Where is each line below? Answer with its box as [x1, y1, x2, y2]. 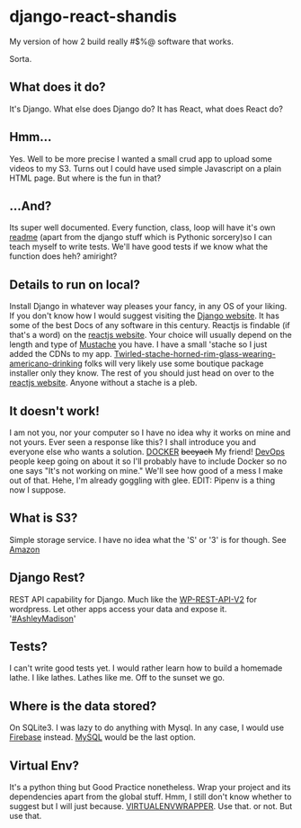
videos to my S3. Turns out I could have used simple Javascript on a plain [9, 163, 282, 174]
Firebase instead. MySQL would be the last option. [9, 732, 196, 743]
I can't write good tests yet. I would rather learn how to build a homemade [9, 663, 283, 673]
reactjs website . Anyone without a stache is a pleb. [9, 378, 198, 388]
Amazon [9, 544, 40, 555]
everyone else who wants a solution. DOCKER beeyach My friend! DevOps [9, 447, 286, 457]
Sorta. [9, 53, 32, 64]
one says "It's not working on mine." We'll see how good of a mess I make [9, 466, 283, 476]
